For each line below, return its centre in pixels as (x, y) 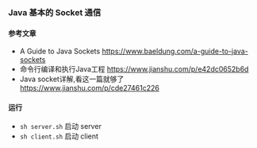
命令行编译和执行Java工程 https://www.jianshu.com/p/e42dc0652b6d (134, 69)
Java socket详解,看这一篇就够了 (72, 79)
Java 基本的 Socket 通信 (55, 12)
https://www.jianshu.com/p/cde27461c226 (90, 88)
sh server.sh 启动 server (60, 127)
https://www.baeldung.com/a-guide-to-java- (175, 51)
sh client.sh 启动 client (59, 136)
